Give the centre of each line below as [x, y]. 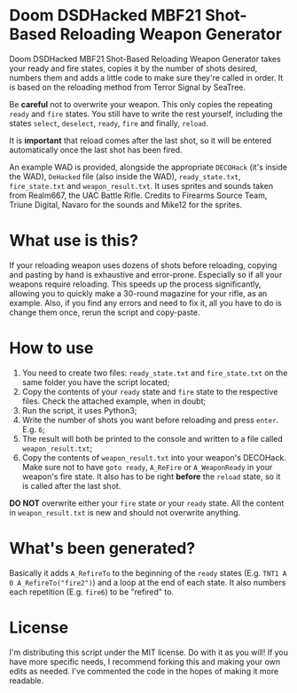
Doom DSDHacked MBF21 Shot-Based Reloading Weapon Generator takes [145, 59]
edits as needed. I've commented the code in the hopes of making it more [144, 671]
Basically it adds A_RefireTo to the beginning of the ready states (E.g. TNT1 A [148, 572]
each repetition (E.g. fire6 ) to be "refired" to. [92, 592]
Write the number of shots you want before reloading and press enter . [150, 420]
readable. [27, 681]
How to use [51, 348]
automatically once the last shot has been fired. [96, 150]
